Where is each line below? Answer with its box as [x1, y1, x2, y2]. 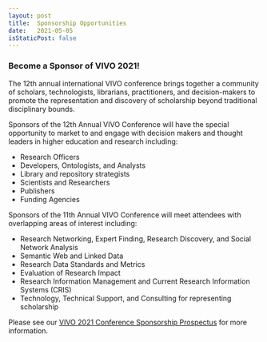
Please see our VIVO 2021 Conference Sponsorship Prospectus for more [8, 317, 248, 327]
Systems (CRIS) [19, 284, 72, 294]
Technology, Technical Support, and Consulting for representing [19, 293, 232, 303]
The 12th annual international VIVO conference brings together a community [8, 78, 260, 88]
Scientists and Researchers [19, 177, 110, 187]
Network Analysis [19, 242, 78, 252]
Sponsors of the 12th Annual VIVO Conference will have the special [8, 119, 229, 129]
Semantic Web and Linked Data [19, 251, 124, 260]
